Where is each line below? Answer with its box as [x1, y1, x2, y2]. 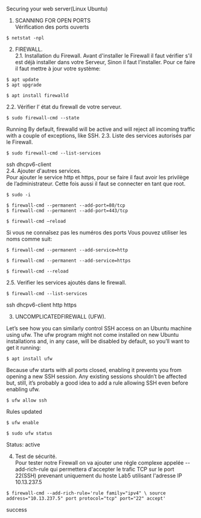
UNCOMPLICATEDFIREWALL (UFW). [14, 313, 106, 320]
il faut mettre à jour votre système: [14, 65, 101, 72]
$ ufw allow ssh [6, 397, 47, 403]
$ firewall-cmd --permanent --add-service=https [6, 257, 131, 264]
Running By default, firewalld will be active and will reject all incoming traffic [6, 125, 196, 133]
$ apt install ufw [6, 356, 53, 362]
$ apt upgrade [6, 82, 42, 88]
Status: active [6, 441, 40, 448]
